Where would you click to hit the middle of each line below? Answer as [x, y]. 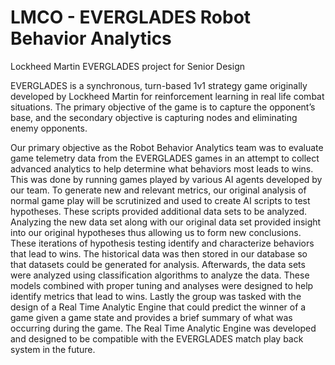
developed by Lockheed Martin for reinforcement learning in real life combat [167, 96]
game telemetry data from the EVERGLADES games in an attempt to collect [165, 158]
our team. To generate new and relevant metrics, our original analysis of [158, 190]
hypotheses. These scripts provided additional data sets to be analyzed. [159, 211]
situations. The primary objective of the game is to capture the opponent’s [163, 107]
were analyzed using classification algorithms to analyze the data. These [160, 275]
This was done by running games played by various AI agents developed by [166, 179]
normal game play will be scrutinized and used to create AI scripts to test [160, 200]
